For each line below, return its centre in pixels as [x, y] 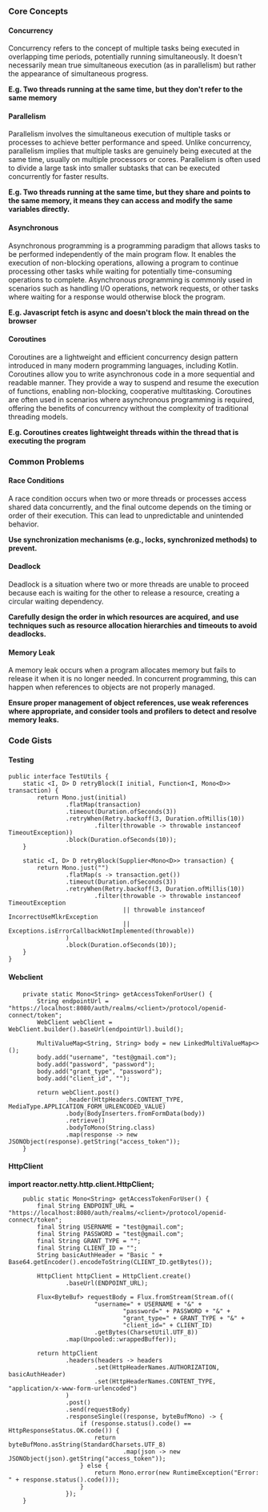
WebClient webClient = [75, 1022]
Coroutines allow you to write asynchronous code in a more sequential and [132, 374]
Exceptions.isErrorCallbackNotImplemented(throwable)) [102, 931]
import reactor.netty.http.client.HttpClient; [81, 1184]
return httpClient [68, 1353]
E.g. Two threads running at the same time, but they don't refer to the [126, 89]
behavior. [24, 524]
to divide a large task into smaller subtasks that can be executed [114, 168]
